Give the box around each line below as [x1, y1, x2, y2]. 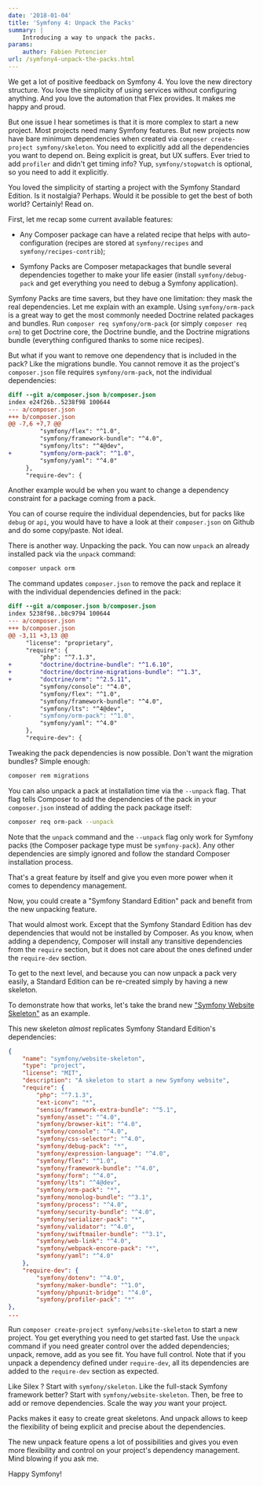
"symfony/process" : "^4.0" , [36, 1201, 128, 1208]
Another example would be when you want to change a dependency [8, 485, 229, 495]
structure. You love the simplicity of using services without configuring [8, 85, 237, 94]
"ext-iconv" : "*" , [36, 1098, 97, 1106]
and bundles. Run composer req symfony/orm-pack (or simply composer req [8, 318, 247, 328]
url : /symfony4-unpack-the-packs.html [8, 56, 135, 64]
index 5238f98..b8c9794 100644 [8, 610, 111, 618]
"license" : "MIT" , [22, 1069, 82, 1077]
